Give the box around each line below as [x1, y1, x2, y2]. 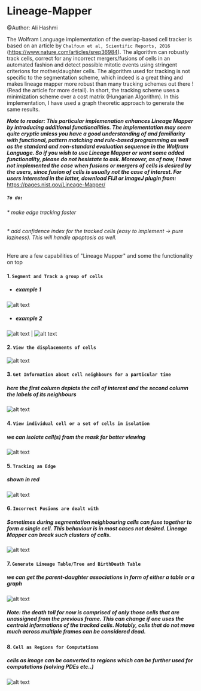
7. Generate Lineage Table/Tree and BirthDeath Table [7, 560, 141, 567]
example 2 [15, 315, 42, 322]
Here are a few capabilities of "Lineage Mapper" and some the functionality [7, 252, 193, 259]
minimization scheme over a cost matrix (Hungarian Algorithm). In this [7, 93, 179, 100]
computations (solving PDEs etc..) [7, 663, 95, 671]
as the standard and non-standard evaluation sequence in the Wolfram [7, 143, 189, 150]
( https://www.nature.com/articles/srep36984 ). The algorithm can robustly [7, 48, 189, 55]
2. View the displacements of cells [7, 343, 96, 351]
